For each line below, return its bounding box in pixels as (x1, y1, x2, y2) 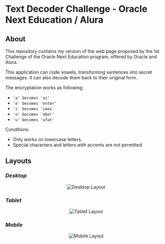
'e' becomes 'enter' (12, 101, 57, 106)
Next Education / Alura (5, 14, 104, 26)
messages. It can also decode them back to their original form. (5, 75, 138, 80)
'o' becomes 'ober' (12, 112, 55, 117)
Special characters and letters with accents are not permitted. (12, 142, 143, 148)
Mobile (5, 221, 23, 228)
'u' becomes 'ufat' (12, 117, 55, 123)
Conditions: (5, 127, 30, 132)
